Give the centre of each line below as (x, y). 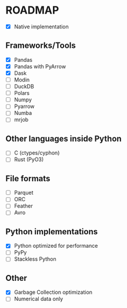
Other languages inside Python (63, 138)
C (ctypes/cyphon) (37, 153)
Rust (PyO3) (29, 159)
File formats (28, 178)
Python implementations (52, 232)
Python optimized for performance (56, 246)
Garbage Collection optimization (53, 292)
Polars (22, 93)
